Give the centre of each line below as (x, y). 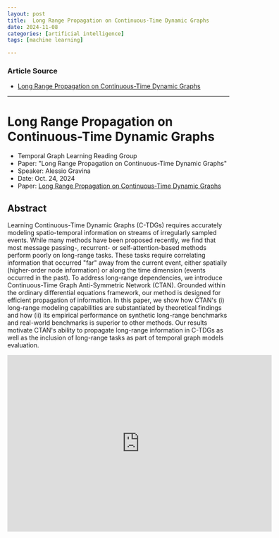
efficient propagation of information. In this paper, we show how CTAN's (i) (116, 300)
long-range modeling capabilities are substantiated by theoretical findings (114, 308)
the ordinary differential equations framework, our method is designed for (114, 293)
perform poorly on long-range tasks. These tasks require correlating (106, 256)
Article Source (32, 71)
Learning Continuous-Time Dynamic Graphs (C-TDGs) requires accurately (115, 225)
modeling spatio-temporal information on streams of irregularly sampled (112, 233)
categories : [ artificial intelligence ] (66, 34)
